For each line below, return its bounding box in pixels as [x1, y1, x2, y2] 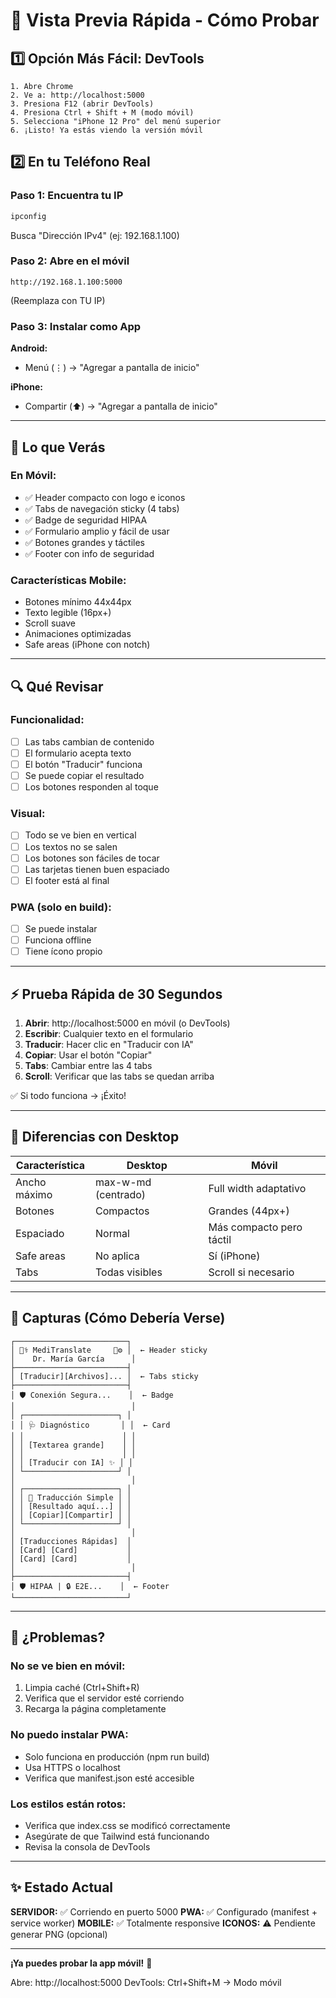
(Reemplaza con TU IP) [10, 294, 106, 306]
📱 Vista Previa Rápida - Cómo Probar [10, 9, 320, 32]
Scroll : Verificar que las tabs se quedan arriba [24, 1070, 215, 1083]
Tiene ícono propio [24, 945, 103, 958]
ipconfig [10, 211, 47, 221]
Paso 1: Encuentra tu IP [10, 189, 124, 203]
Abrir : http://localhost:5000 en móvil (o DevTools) [24, 1017, 231, 1029]
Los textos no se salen [24, 840, 118, 853]
